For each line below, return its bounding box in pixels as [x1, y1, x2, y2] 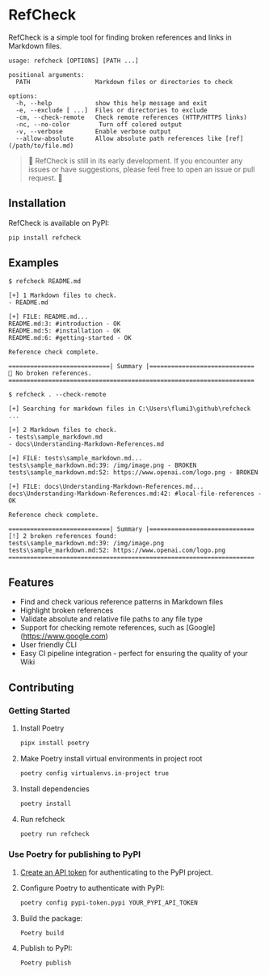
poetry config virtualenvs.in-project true [19, 769, 170, 778]
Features [8, 575, 54, 589]
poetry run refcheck [19, 829, 90, 838]
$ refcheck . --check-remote [8, 391, 107, 399]
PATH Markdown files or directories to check [15, 78, 233, 86]
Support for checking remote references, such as [19, 623, 184, 633]
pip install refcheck [8, 233, 82, 242]
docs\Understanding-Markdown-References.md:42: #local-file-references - [8, 490, 263, 498]
